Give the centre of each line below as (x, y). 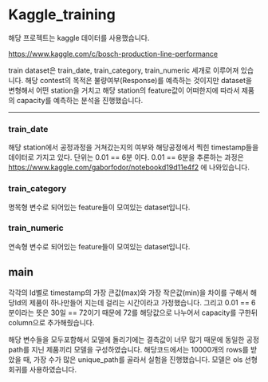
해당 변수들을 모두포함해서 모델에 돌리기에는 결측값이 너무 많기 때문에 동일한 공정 (134, 339)
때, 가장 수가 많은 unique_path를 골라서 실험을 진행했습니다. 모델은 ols (133, 359)
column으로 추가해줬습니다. (51, 322)
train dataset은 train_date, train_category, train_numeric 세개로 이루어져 (124, 70)
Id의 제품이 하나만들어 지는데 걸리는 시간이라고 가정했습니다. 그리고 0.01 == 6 (136, 302)
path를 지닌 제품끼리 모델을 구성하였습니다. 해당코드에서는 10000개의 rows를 (128, 349)
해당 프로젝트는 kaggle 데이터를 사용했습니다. (79, 38)
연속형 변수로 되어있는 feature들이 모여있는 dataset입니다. (99, 246)
